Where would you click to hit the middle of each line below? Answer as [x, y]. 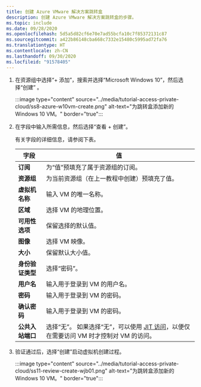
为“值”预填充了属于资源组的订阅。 [94, 167]
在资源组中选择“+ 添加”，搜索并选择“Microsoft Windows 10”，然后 [96, 80]
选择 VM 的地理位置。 [76, 210]
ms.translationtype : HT [36, 46]
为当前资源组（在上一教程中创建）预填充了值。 [112, 179]
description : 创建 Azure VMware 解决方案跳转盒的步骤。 [71, 17]
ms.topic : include [29, 23]
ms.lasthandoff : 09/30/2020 [41, 56]
